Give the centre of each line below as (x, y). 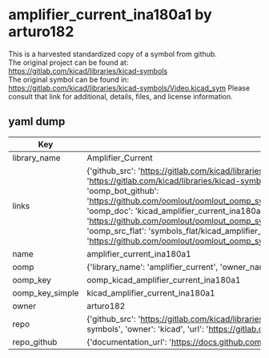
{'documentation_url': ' (129, 342)
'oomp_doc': (110, 211)
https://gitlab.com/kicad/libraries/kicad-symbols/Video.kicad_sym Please (129, 88)
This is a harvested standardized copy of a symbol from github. (113, 54)
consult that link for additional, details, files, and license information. (121, 96)
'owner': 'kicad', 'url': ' (167, 328)
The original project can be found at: (68, 62)
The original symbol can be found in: (69, 79)
